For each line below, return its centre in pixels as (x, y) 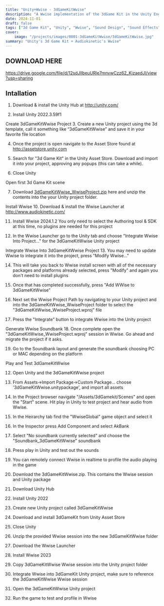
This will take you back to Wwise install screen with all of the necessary (84, 265)
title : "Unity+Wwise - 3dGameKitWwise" (46, 10)
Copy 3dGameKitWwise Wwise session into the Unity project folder (80, 565)
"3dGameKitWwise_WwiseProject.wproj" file (57, 310)
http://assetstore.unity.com (40, 149)
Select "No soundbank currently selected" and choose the (71, 436)
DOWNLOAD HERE (34, 61)
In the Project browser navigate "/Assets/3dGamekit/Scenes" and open (84, 397)
